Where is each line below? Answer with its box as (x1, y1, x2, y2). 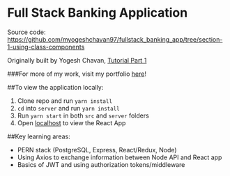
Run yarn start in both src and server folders (17, 111, 150, 120)
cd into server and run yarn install (17, 104, 120, 112)
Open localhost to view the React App (17, 118, 126, 127)
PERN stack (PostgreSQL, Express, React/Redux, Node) (17, 145, 177, 154)
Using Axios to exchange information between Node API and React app (17, 153, 222, 161)
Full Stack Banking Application (7, 5, 188, 21)
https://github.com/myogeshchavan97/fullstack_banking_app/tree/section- (7, 35, 223, 43)
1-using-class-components (7, 42, 85, 51)
